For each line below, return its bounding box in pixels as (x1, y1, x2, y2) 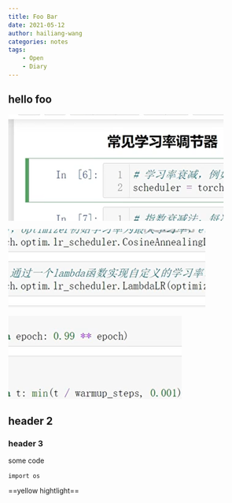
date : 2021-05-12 (8, 20, 65, 29)
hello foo (8, 93, 53, 106)
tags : (8, 46, 26, 54)
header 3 (8, 438, 43, 449)
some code (8, 456, 45, 465)
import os (8, 472, 41, 480)
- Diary (22, 63, 47, 71)
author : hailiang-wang (8, 29, 83, 37)
